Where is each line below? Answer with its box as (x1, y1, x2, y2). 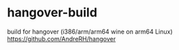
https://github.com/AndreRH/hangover (7, 34, 116, 42)
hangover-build (7, 5, 97, 21)
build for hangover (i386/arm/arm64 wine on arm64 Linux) (7, 27, 173, 36)
